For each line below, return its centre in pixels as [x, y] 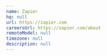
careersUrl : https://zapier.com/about [53, 28]
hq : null [17, 17]
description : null [29, 44]
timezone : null [25, 38]
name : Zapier [22, 11]
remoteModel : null [29, 33]
